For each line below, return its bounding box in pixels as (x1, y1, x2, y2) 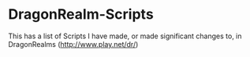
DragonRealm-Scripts (8, 5, 154, 23)
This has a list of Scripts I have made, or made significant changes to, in (8, 31, 242, 41)
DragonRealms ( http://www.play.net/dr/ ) (8, 39, 139, 48)
